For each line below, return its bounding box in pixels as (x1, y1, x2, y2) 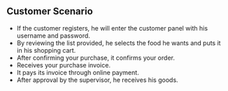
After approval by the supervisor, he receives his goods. (16, 76, 179, 84)
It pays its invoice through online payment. (16, 68, 139, 76)
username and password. (16, 31, 90, 40)
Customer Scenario (6, 6, 94, 17)
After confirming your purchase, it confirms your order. (16, 53, 176, 62)
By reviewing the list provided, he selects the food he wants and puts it (16, 38, 221, 47)
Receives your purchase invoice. (16, 60, 111, 69)
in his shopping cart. (16, 46, 76, 54)
